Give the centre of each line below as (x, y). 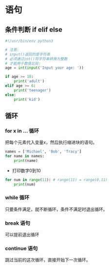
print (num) (25, 184)
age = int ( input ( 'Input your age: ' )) (44, 68)
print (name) (26, 161)
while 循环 (17, 198)
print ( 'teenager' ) (32, 90)
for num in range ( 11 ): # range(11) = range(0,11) (56, 180)
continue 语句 (21, 248)
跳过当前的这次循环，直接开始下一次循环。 (48, 260)
